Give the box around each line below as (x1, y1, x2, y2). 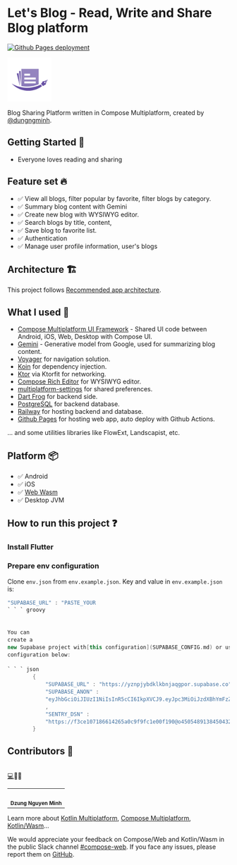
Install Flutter (7, 542, 54, 552)
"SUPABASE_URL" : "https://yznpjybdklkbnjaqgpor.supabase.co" (44, 681, 232, 688)
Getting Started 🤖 (7, 136, 85, 149)
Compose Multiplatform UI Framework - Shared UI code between (17, 325, 207, 333)
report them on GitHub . (7, 850, 75, 859)
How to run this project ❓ (7, 517, 118, 529)
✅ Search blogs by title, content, (17, 218, 112, 226)
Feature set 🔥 (7, 176, 68, 188)
